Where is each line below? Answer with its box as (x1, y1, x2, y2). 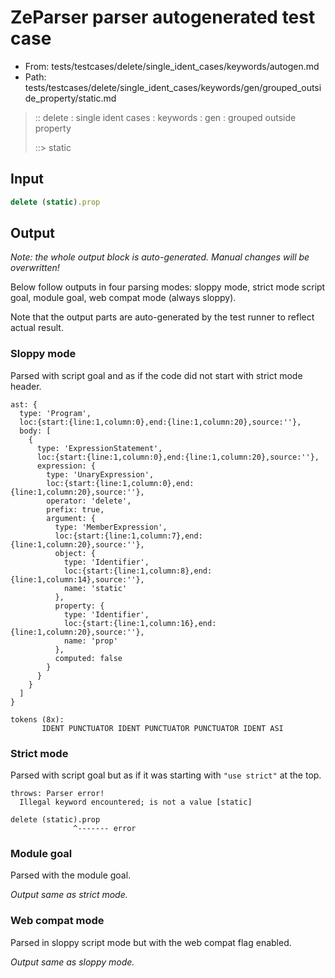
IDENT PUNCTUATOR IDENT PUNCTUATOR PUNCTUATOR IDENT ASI (41, 723, 284, 733)
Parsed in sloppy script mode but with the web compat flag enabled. (10, 936, 292, 948)
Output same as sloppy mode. (10, 956, 135, 968)
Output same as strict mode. (10, 889, 128, 901)
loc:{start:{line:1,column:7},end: (54, 531, 203, 541)
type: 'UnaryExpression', (46, 469, 155, 480)
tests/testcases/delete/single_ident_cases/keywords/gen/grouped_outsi (24, 81, 322, 93)
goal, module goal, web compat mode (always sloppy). (10, 292, 237, 304)
